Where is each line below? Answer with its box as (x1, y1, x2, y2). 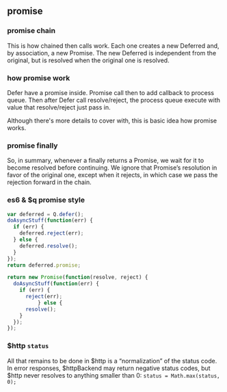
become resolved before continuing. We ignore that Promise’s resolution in (7, 164, 217, 172)
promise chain (7, 26, 56, 36)
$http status (7, 341, 49, 351)
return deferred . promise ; (7, 261, 81, 269)
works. (7, 123, 27, 132)
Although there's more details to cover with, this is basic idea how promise (7, 116, 217, 125)
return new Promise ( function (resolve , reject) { (7, 274, 148, 281)
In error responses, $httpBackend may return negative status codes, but (7, 364, 211, 372)
